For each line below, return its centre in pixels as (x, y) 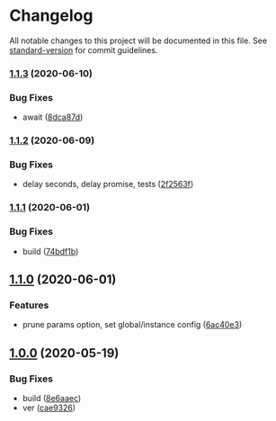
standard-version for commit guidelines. (84, 49)
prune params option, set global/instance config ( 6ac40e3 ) (132, 325)
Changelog (51, 16)
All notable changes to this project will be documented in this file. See (138, 40)
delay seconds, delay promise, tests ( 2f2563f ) (108, 184)
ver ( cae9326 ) (49, 408)
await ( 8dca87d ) (53, 117)
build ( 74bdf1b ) (50, 251)
